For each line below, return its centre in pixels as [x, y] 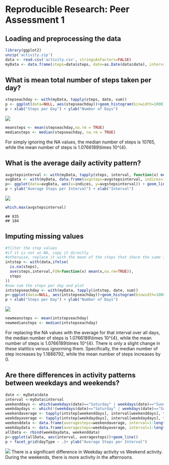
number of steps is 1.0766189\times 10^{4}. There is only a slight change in [83, 343]
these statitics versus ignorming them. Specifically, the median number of [82, 348]
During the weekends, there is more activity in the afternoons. [69, 457]
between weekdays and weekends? [62, 383]
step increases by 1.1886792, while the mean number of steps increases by [83, 354]
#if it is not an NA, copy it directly [47, 253]
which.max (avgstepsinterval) [36, 208]
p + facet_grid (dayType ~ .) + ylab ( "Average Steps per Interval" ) [76, 442]
